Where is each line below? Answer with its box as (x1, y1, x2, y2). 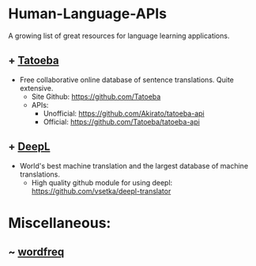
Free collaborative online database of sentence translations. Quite (19, 74, 235, 84)
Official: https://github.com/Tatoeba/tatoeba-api (43, 116, 200, 127)
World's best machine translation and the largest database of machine (19, 161, 249, 170)
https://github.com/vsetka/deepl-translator (31, 186, 171, 196)
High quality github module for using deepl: (31, 177, 173, 187)
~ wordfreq (8, 245, 65, 259)
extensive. (19, 83, 54, 93)
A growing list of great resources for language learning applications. (8, 31, 230, 40)
